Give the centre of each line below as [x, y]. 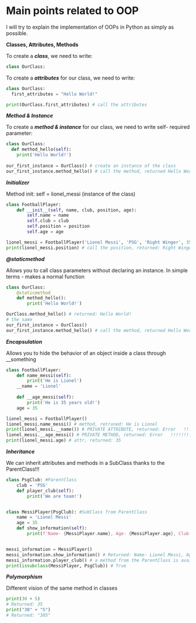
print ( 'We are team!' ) [55, 496]
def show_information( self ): [52, 528]
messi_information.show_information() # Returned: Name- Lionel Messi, [95, 554]
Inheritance [20, 451]
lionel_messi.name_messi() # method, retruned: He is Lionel [82, 424]
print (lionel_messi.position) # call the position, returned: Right [91, 248]
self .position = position [59, 227]
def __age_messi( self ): [45, 397]
